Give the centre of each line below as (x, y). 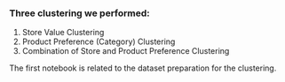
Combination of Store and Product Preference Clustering (126, 51)
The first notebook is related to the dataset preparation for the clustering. (143, 68)
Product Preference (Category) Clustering (99, 41)
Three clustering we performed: (80, 13)
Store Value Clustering (63, 33)
